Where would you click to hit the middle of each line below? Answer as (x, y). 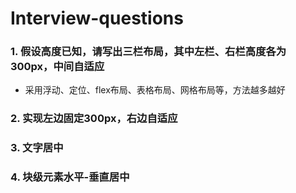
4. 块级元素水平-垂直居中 (70, 177)
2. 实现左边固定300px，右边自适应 (94, 119)
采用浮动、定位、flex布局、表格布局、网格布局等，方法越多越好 (155, 90)
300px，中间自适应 (57, 67)
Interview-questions (97, 18)
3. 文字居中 (37, 148)
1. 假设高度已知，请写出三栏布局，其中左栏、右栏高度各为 (148, 52)
